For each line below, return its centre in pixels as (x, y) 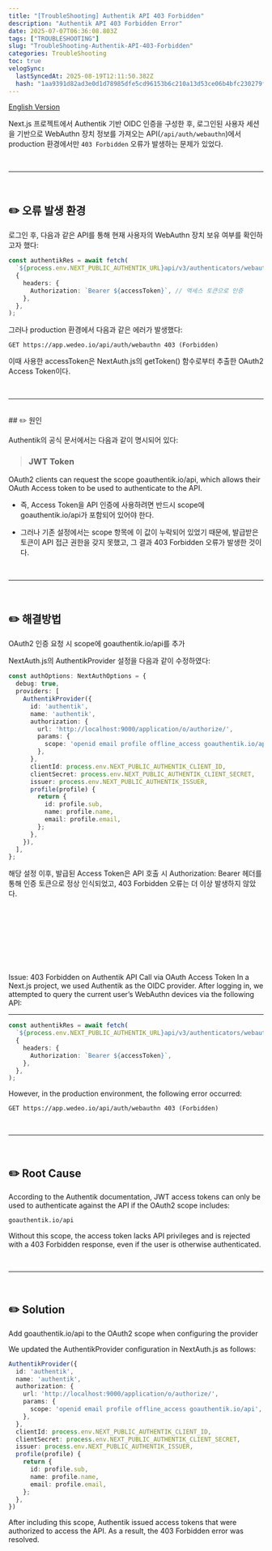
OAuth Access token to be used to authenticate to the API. (105, 488)
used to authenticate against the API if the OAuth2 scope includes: (119, 1206)
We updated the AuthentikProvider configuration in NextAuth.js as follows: (132, 1349)
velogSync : (27, 69)
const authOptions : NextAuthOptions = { (78, 676)
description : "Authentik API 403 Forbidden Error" (96, 23)
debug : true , (38, 684)
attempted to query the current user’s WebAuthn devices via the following (132, 995)
